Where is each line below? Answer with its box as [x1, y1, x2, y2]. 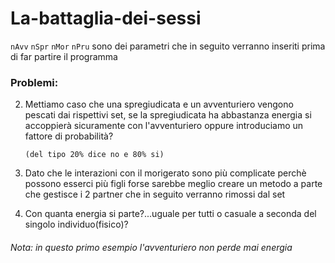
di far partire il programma [10, 50, 118, 62]
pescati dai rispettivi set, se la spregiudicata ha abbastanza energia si [24, 109, 312, 121]
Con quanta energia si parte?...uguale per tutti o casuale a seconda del [24, 208, 317, 220]
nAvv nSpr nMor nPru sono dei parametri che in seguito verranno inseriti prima [10, 40, 326, 52]
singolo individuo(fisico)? [24, 218, 129, 231]
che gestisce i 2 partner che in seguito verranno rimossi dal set [24, 188, 286, 201]
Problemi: [10, 75, 59, 89]
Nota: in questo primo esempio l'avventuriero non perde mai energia [10, 241, 293, 253]
